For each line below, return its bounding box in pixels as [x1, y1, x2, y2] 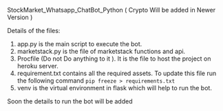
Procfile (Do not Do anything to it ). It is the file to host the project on [17, 54, 211, 63]
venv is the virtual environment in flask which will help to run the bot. [17, 84, 212, 92]
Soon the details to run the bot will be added [7, 97, 133, 105]
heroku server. [17, 62, 59, 70]
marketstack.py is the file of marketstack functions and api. [17, 48, 186, 55]
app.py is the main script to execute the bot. [17, 40, 142, 48]
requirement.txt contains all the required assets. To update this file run [17, 69, 217, 77]
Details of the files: [7, 27, 61, 34]
